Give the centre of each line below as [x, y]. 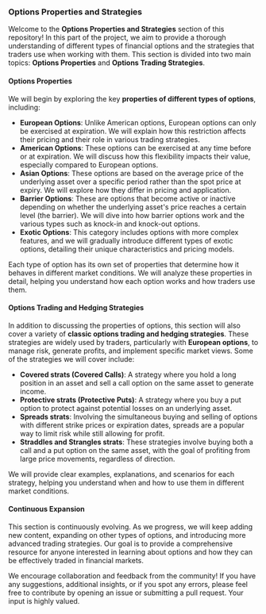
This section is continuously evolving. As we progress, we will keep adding [130, 527]
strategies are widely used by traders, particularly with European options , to [133, 342]
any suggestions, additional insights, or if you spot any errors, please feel [128, 584]
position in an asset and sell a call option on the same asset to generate [137, 382]
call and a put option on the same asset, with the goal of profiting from [135, 450]
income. [33, 391]
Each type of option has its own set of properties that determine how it [124, 264]
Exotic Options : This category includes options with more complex [129, 232]
